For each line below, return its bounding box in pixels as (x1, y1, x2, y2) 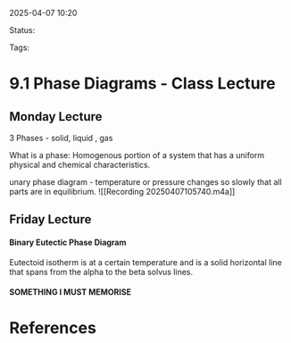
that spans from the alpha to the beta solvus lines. (9, 266, 194, 277)
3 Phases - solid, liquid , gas (9, 133, 113, 143)
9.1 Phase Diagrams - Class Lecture (9, 73, 276, 94)
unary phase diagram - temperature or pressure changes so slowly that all (9, 177, 283, 187)
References (9, 318, 96, 339)
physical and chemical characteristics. (9, 160, 151, 170)
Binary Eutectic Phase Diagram (9, 237, 127, 247)
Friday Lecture (9, 212, 92, 227)
